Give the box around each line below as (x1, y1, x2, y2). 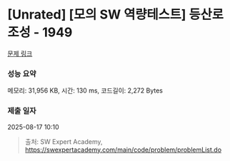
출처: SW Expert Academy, (24, 137, 103, 146)
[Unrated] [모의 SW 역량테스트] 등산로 (7, 6, 224, 23)
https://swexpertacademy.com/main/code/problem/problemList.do (24, 145, 222, 154)
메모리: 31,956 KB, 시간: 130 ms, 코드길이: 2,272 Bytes (7, 86, 163, 95)
